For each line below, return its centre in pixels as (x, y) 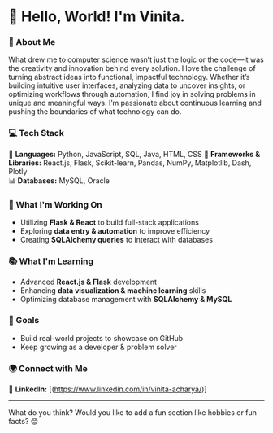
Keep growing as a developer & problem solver (98, 347)
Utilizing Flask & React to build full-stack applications (109, 222)
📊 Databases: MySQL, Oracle (59, 180)
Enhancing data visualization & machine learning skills (113, 291)
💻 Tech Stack (37, 133)
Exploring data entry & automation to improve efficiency (115, 231)
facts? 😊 (24, 421)
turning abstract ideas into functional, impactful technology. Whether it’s (129, 77)
